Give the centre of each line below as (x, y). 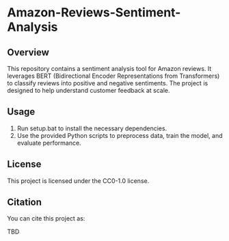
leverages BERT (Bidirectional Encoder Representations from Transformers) (113, 76)
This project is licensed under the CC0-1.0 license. (78, 181)
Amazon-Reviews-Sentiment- (94, 13)
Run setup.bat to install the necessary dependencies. (92, 128)
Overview (28, 52)
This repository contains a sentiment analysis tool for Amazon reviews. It (109, 69)
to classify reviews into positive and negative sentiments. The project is (108, 83)
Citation (25, 202)
